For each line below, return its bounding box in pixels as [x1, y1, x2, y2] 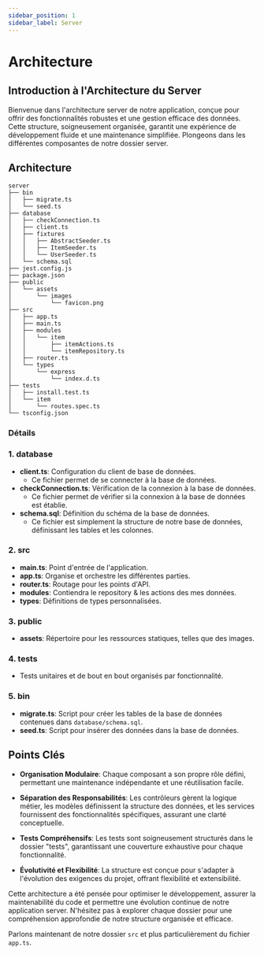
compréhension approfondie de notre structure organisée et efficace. [8, 914, 234, 924]
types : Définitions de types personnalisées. [19, 596, 162, 605]
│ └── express [8, 368, 76, 376]
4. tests [8, 653, 38, 664]
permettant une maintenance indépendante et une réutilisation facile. [19, 777, 244, 787]
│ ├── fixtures [8, 230, 65, 239]
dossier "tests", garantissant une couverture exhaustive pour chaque [19, 842, 244, 851]
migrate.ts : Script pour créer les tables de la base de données [19, 709, 223, 718]
